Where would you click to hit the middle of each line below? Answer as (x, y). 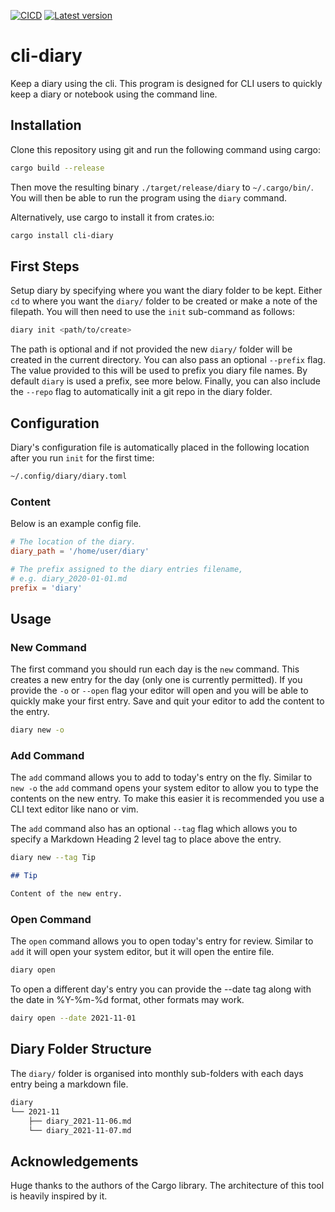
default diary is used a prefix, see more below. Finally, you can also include (165, 381)
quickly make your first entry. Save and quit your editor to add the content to (167, 701)
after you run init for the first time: (82, 458)
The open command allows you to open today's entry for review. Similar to (162, 941)
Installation (46, 125)
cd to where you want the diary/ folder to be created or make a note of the (164, 301)
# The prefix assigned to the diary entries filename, (127, 569)
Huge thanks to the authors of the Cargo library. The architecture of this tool (167, 1186)
